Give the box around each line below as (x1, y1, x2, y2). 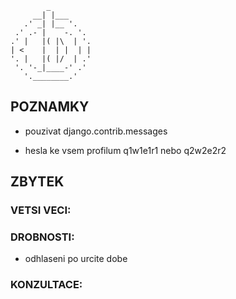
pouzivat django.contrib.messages (24, 125, 168, 137)
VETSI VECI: (10, 203, 72, 217)
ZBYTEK (10, 173, 65, 191)
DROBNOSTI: (10, 230, 75, 244)
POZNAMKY (10, 98, 90, 116)
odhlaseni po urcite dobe (24, 253, 128, 265)
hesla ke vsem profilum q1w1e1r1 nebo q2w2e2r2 (24, 144, 227, 156)
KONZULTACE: (10, 278, 83, 292)
